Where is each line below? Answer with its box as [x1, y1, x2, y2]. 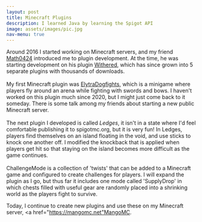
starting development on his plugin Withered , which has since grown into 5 [6, 61, 194, 69]
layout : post [6, 9, 39, 15]
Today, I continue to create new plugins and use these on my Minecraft [6, 202, 184, 210]
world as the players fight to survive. [6, 190, 98, 198]
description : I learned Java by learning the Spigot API [6, 20, 153, 26]
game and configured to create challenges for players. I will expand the [6, 171, 184, 178]
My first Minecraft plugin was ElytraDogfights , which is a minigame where [6, 80, 191, 88]
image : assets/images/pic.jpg [6, 26, 83, 32]
